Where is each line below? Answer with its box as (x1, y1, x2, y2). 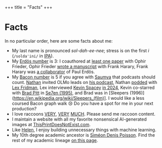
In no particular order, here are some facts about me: (4, 38, 113, 44)
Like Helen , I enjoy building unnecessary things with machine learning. (11, 127, 157, 133)
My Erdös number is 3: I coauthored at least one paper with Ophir (11, 58, 146, 64)
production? (11, 105, 37, 111)
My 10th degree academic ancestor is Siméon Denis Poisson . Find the (11, 132, 155, 138)
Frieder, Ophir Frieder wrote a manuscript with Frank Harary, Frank (11, 63, 149, 69)
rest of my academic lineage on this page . (11, 137, 98, 143)
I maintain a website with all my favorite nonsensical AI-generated (11, 116, 147, 122)
